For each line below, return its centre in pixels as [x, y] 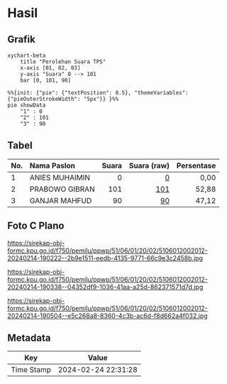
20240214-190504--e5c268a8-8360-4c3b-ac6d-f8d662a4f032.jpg [107, 316]
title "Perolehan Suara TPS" [63, 62]
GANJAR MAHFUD [61, 200]
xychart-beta [27, 55]
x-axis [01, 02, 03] [50, 68]
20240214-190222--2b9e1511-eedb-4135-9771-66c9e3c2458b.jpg [105, 258]
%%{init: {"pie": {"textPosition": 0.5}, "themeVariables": [98, 93]
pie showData [27, 105]
